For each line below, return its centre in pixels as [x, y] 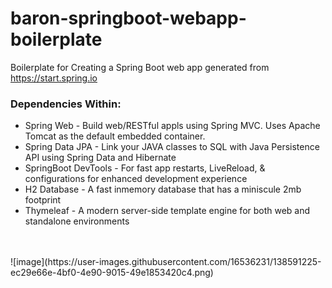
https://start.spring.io [54, 78]
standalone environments [77, 221]
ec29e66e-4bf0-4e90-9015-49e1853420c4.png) [112, 273]
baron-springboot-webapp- [128, 18]
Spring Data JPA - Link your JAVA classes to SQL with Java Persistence [172, 147]
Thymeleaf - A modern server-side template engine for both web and [167, 211]
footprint [43, 200]
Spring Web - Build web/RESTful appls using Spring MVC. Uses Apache [172, 126]
